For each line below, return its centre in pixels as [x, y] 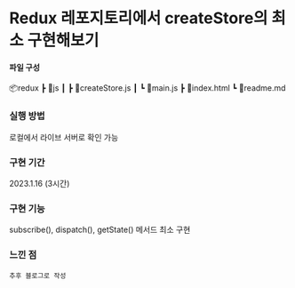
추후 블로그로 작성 [38, 276]
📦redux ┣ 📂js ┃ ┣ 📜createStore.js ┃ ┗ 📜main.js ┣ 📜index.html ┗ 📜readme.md [147, 88]
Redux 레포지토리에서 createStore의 [139, 18]
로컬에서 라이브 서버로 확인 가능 [64, 137]
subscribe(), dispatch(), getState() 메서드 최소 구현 [100, 230]
